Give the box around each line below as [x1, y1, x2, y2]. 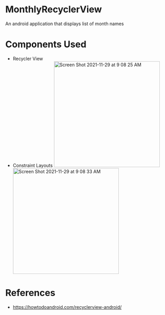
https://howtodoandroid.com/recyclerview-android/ [12, 304, 122, 310]
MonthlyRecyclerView [5, 4, 102, 15]
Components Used [5, 38, 87, 50]
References [5, 287, 55, 299]
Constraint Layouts [12, 162, 53, 168]
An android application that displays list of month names [5, 21, 124, 27]
